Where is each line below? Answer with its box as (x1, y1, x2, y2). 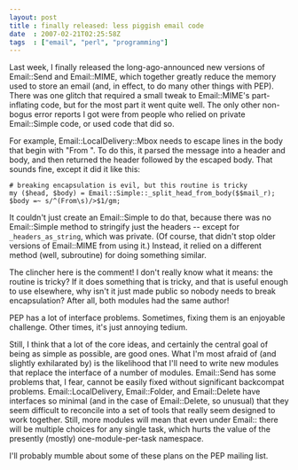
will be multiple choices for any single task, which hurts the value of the (9, 424, 271, 435)
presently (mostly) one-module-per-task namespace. (9, 434, 204, 444)
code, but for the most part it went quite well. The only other (40, 99, 261, 111)
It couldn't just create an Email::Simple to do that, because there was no (9, 212, 272, 223)
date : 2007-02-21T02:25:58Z (9, 29, 122, 38)
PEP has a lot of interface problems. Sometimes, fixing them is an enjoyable (9, 312, 286, 324)
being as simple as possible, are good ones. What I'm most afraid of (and (9, 349, 277, 359)
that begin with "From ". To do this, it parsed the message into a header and (9, 145, 286, 156)
